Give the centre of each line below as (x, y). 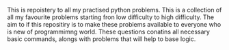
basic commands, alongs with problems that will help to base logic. (102, 39)
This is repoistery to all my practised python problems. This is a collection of (114, 10)
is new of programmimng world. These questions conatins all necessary (109, 32)
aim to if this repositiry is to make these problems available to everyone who (114, 24)
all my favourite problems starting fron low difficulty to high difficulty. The (110, 17)
